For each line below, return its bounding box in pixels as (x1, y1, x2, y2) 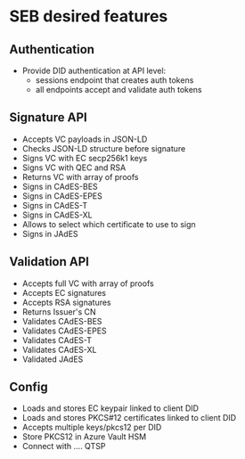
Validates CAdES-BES (21, 316, 102, 326)
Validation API (9, 254, 89, 269)
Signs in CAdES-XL (21, 209, 93, 220)
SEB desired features (9, 6, 168, 27)
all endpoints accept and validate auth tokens (35, 85, 202, 94)
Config (9, 380, 48, 395)
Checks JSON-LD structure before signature (21, 143, 186, 153)
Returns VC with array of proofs (21, 171, 139, 182)
